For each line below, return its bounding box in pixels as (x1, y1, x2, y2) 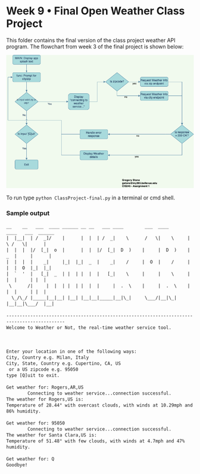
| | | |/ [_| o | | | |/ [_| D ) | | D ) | (6, 247, 190, 253)
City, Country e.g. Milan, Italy (6, 355, 89, 361)
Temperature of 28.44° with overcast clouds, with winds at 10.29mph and (6, 402, 193, 408)
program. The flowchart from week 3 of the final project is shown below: (6, 43, 184, 50)
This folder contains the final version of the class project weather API (6, 36, 176, 44)
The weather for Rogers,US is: (6, 396, 84, 402)
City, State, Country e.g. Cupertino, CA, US (6, 361, 121, 367)
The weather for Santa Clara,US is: (6, 432, 97, 438)
